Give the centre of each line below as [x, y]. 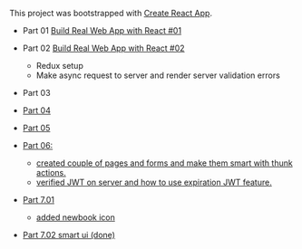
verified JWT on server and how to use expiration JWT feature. [154, 182]
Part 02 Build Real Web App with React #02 [103, 48]
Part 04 [37, 110]
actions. [51, 172]
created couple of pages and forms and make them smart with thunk [164, 163]
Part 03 [37, 93]
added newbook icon [75, 217]
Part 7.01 [38, 200]
